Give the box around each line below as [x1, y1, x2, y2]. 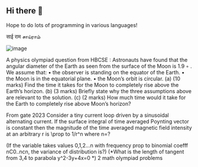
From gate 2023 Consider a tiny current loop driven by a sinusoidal [6, 112, 170, 119]
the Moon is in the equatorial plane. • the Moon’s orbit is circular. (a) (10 [6, 75, 180, 82]
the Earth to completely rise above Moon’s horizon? [6, 100, 131, 107]
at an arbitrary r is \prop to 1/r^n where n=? [6, 130, 111, 137]
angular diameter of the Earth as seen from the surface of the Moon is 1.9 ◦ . [6, 63, 192, 70]
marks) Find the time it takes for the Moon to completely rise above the [6, 81, 179, 89]
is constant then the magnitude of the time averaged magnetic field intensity [6, 124, 192, 131]
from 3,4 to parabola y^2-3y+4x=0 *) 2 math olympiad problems [6, 154, 163, 161]
